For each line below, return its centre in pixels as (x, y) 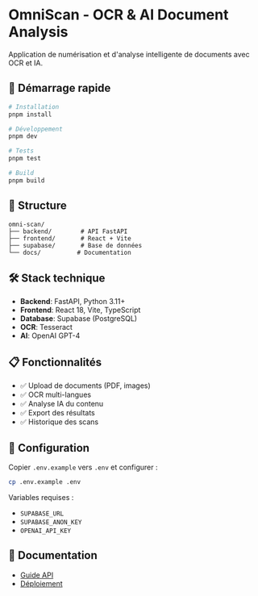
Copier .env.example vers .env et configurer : (83, 467)
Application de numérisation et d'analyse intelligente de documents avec (129, 54)
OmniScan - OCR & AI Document (119, 15)
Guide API (37, 575)
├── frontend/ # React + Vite (70, 238)
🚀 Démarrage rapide (60, 88)
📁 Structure (37, 206)
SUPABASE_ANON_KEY (51, 522)
